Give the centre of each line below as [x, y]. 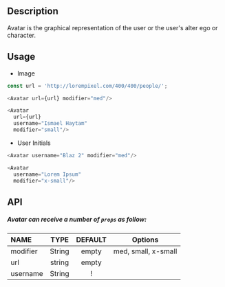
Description [33, 11]
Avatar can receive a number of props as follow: [77, 220]
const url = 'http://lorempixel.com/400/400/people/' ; [87, 86]
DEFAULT [91, 240]
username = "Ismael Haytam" [51, 124]
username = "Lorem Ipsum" [47, 174]
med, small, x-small [145, 251]
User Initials [34, 143]
